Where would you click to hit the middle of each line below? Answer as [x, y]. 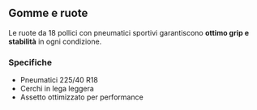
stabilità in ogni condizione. [55, 41]
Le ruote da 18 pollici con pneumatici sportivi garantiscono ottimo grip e [129, 32]
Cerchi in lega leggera [57, 89]
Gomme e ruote [48, 13]
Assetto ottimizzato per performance [81, 97]
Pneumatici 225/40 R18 [59, 80]
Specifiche [30, 62]
